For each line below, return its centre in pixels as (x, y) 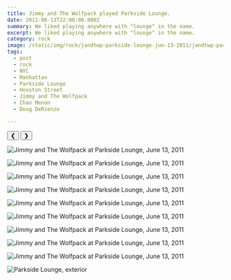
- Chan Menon (32, 103)
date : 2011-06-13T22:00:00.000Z (53, 20)
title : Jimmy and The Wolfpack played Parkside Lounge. (89, 13)
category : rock (29, 39)
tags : (15, 52)
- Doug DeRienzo (36, 109)
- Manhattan (31, 77)
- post (23, 58)
